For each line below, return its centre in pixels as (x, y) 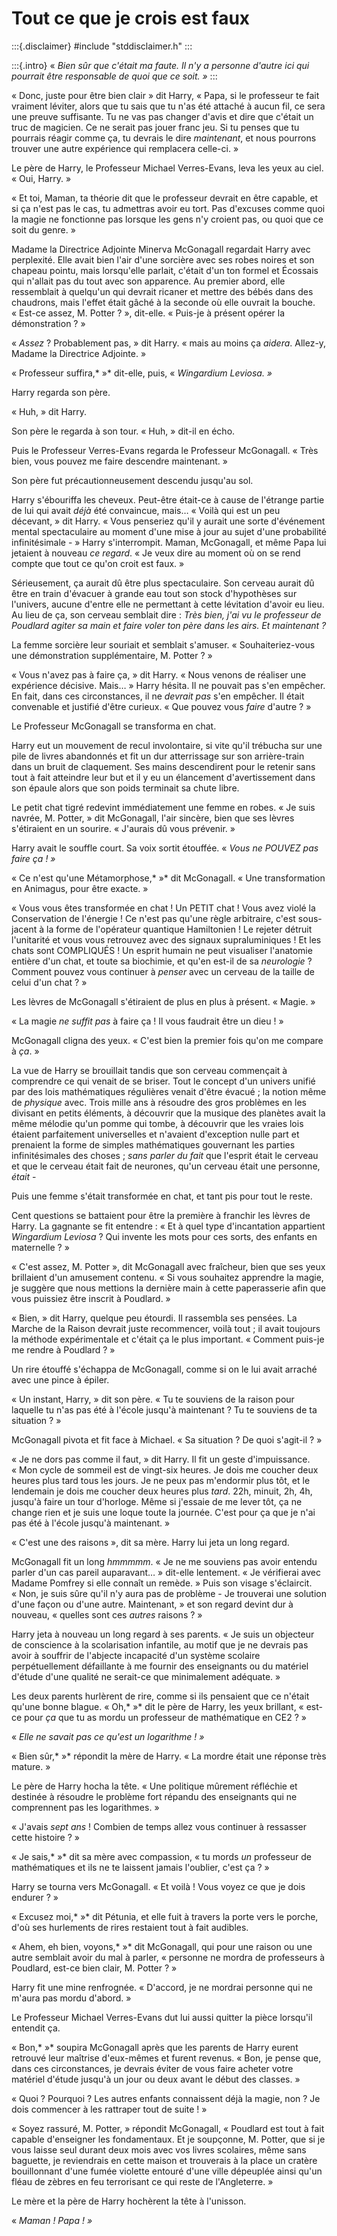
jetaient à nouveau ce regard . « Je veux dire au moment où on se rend (156, 553)
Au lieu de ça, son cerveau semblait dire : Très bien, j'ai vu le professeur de (166, 614)
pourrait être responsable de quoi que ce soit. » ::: (114, 76)
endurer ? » (35, 1897)
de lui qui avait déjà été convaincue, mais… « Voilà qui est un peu (146, 510)
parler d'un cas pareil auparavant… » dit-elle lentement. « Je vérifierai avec (166, 1572)
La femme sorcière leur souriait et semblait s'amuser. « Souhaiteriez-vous (163, 644)
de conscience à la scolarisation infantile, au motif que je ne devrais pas (160, 1644)
